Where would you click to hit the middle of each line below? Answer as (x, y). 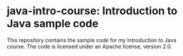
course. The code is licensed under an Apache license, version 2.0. (89, 46)
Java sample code (53, 24)
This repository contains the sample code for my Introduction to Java (91, 40)
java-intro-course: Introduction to (92, 11)
